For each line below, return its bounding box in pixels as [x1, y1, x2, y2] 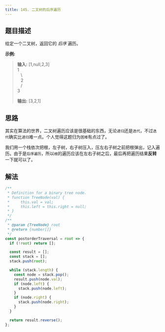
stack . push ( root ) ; [9, 259, 48, 264]
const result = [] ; [9, 249, 50, 255]
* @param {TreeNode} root [7, 222, 60, 228]
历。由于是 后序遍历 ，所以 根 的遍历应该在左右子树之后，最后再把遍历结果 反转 [5, 151, 157, 156]
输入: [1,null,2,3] [17, 61, 50, 67]
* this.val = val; [7, 200, 54, 205]
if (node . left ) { [14, 281, 50, 286]
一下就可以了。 [5, 157, 35, 163]
